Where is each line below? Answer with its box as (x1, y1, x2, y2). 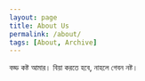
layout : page (9, 12, 58, 22)
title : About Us (9, 21, 69, 30)
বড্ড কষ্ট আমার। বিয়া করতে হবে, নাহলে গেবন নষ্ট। (9, 62, 138, 73)
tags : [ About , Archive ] (9, 37, 98, 47)
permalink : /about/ (9, 29, 82, 38)
